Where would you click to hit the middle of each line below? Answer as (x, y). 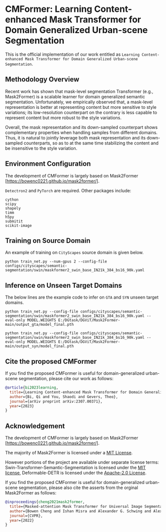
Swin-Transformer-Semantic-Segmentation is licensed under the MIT (76, 468)
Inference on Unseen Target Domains (64, 285)
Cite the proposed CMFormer (51, 361)
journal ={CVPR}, (26, 516)
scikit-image (19, 225)
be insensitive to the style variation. (41, 148)
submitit (14, 221)
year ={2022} (22, 520)
